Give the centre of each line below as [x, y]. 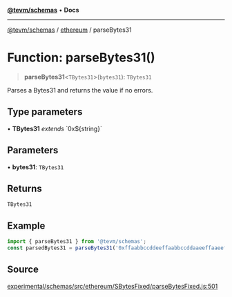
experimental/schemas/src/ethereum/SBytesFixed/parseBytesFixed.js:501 [113, 286]
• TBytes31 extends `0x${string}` [55, 128]
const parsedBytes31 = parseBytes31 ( [61, 248]
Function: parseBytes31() [81, 58]
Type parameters [45, 112]
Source [23, 270]
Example [26, 226]
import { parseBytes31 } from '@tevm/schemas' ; [77, 242]
